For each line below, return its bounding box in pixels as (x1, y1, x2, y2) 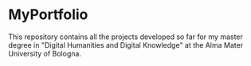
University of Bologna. (8, 49, 82, 58)
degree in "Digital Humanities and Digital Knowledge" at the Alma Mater (8, 40, 244, 49)
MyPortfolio (8, 6, 88, 24)
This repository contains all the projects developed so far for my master (8, 32, 243, 41)
